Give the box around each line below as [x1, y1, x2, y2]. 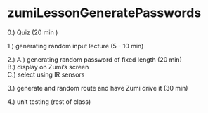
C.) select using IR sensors [7, 70, 85, 79]
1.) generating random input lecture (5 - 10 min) [7, 41, 144, 50]
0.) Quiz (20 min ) [7, 28, 58, 36]
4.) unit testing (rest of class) [7, 97, 91, 106]
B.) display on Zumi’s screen [7, 62, 89, 71]
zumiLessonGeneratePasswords [7, 5, 202, 21]
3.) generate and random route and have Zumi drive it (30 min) [7, 84, 188, 92]
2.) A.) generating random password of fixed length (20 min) [7, 55, 183, 64]
